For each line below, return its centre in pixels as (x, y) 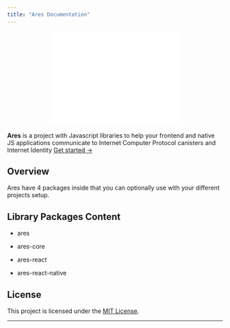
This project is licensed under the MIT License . (73, 311)
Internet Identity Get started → (50, 150)
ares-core (31, 247)
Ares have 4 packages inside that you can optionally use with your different (114, 188)
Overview (28, 171)
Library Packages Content (64, 217)
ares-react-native (42, 273)
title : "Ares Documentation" (49, 14)
